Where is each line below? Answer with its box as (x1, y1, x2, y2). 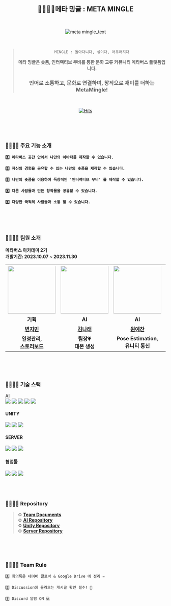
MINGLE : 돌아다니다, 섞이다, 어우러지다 (54, 49, 130, 55)
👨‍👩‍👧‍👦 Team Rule (5, 561, 47, 568)
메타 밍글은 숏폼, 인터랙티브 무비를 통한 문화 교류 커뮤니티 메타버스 (18, 59, 149, 65)
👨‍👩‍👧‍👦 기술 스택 (5, 381, 41, 388)
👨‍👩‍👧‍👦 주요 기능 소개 (5, 142, 52, 149)
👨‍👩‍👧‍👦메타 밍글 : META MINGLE (37, 5, 134, 14)
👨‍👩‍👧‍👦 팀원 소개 (5, 235, 41, 242)
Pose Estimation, (117, 335, 158, 342)
